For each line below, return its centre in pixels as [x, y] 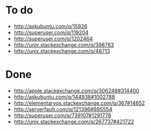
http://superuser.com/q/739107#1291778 [62, 115]
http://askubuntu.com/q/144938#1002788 [64, 97]
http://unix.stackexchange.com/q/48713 [62, 51]
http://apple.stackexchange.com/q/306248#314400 [76, 90]
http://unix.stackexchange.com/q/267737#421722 [74, 121]
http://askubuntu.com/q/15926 [51, 26]
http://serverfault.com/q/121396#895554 [63, 109]
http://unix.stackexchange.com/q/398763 [64, 45]
